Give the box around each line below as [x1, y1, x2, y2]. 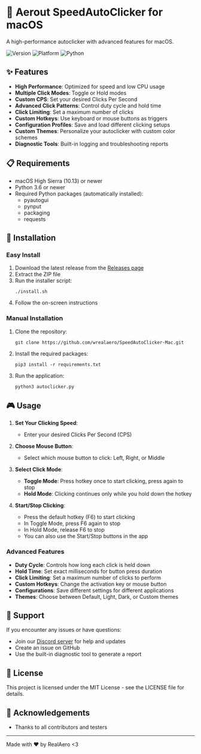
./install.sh [14, 289, 48, 295]
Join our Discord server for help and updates [14, 638, 126, 645]
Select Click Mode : [14, 466, 63, 473]
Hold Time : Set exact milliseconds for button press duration [14, 568, 163, 575]
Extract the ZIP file [14, 271, 61, 278]
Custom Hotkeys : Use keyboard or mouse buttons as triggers [14, 114, 167, 122]
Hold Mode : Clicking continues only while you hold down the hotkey [23, 490, 192, 497]
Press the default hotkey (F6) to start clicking [23, 514, 136, 521]
